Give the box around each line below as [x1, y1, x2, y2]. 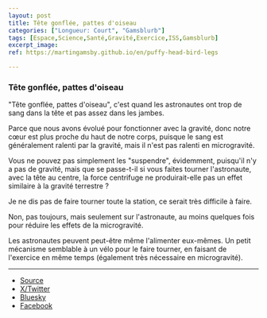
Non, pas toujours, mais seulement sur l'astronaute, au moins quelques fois [8, 212, 255, 222]
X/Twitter [19, 284, 50, 294]
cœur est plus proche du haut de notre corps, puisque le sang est [8, 132, 224, 142]
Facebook [19, 301, 53, 311]
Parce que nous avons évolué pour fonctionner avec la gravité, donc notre [8, 124, 251, 134]
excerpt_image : [8, 41, 59, 49]
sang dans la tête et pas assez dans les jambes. [8, 108, 164, 118]
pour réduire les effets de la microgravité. [8, 220, 144, 231]
